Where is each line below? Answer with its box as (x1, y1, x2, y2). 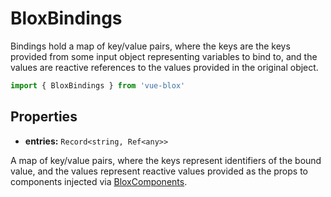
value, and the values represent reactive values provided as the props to (10, 165, 308, 177)
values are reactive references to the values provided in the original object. (10, 61, 319, 73)
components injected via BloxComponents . (10, 175, 188, 187)
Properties (10, 108, 78, 126)
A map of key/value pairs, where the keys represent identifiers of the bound (10, 154, 322, 166)
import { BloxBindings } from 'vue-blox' (10, 80, 186, 91)
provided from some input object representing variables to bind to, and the (10, 50, 318, 62)
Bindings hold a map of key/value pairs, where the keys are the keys (10, 40, 291, 52)
